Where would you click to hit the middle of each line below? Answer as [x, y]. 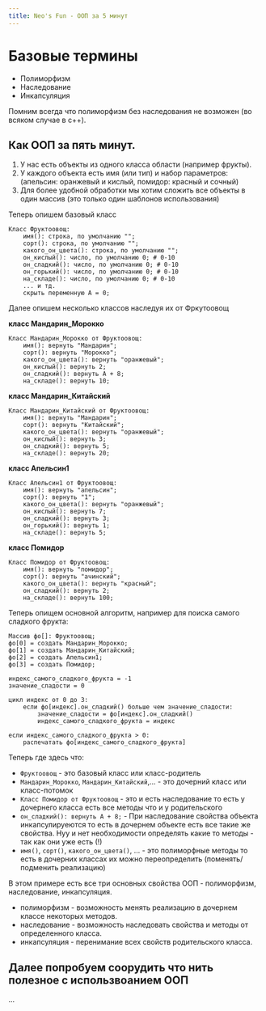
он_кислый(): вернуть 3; [65, 439]
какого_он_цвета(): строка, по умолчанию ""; [101, 251]
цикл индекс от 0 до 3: [49, 700]
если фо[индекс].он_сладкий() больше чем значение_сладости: [128, 707]
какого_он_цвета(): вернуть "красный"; [90, 584]
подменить [39, 868]
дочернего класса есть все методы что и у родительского [121, 808]
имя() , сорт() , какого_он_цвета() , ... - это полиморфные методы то [134, 851]
